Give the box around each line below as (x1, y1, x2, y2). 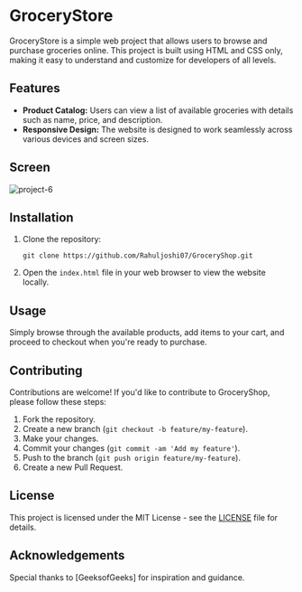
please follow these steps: (9, 397, 106, 407)
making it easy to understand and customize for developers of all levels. (9, 54, 277, 65)
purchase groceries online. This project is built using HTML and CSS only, (9, 44, 283, 55)
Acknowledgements (9, 548, 125, 563)
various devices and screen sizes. (22, 133, 149, 145)
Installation (9, 210, 74, 225)
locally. (22, 277, 50, 287)
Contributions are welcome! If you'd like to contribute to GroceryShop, (9, 387, 270, 398)
